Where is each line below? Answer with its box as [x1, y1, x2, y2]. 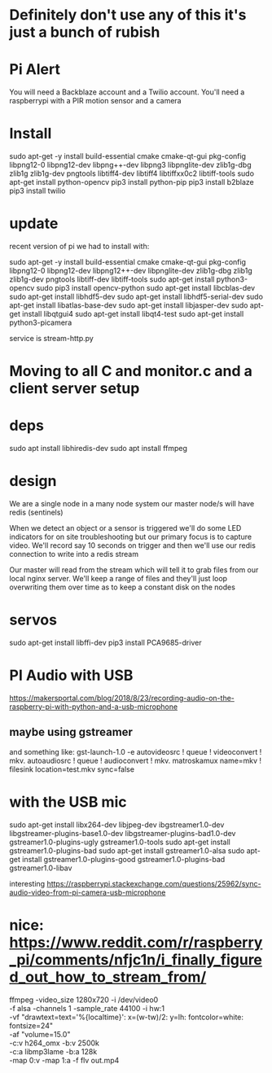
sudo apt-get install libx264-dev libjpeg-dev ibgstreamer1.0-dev [9, 820, 225, 830]
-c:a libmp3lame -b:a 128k [9, 1046, 98, 1056]
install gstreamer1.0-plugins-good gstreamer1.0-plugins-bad [22, 854, 226, 864]
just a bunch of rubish [9, 23, 160, 42]
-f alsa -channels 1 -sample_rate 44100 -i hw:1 [9, 1003, 165, 1013]
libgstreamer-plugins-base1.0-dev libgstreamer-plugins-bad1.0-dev [9, 828, 236, 838]
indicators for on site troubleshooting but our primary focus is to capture [9, 532, 252, 542]
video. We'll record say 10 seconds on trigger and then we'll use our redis [9, 541, 256, 550]
